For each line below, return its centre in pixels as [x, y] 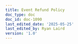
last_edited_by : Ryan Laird [35, 29]
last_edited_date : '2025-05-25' [40, 24]
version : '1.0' [21, 33]
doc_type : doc [20, 15]
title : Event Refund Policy [35, 10]
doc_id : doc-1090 [24, 19]
